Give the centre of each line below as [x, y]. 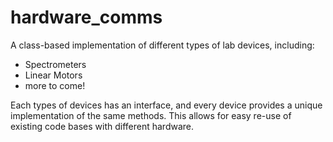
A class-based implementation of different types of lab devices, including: [162, 45]
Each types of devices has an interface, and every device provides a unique [166, 105]
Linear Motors [53, 75]
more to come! [55, 85]
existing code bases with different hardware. [102, 126]
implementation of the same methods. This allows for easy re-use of [151, 115]
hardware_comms [86, 17]
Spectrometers [55, 64]
